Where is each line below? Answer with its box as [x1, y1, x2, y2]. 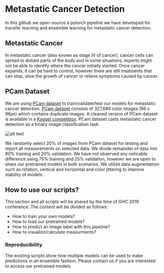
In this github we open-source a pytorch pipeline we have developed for [5, 20, 151, 26]
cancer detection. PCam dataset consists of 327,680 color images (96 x [5, 106, 150, 111]
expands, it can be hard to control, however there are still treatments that [5, 68, 152, 74]
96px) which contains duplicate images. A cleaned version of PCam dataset [5, 110, 158, 116]
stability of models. [5, 171, 44, 177]
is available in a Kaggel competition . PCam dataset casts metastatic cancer [5, 116, 157, 122]
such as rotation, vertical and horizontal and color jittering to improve [5, 166, 144, 172]
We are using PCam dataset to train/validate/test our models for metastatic [5, 100, 156, 106]
